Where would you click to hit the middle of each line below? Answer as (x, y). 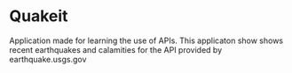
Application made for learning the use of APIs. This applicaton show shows (146, 40)
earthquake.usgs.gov (48, 59)
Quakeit (39, 16)
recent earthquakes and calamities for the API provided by (116, 49)
